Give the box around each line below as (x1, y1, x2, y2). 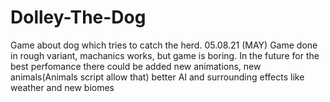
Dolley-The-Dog (10, 6, 147, 29)
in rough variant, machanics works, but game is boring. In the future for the (10, 49, 320, 61)
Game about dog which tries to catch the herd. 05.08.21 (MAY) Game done (10, 39, 318, 51)
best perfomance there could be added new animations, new (10, 60, 262, 72)
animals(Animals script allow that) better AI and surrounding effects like (10, 71, 305, 83)
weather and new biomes (10, 81, 115, 93)
